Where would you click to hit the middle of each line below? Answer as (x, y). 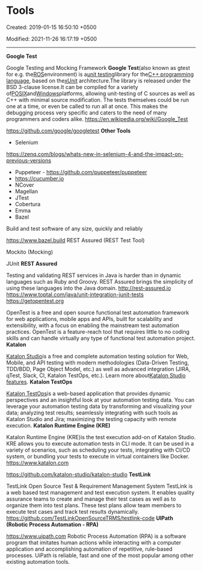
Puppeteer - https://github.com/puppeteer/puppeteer (81, 172)
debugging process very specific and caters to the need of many (87, 113)
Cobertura (28, 204)
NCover (24, 185)
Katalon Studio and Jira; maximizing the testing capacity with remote (91, 419)
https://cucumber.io (39, 178)
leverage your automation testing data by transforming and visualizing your (99, 406)
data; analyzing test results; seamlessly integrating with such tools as (92, 413)
